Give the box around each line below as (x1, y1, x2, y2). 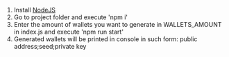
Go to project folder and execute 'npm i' (13, 13, 128, 21)
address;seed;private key (13, 43, 87, 50)
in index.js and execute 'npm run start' (13, 27, 124, 36)
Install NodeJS (13, 6, 56, 14)
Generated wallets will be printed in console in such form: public (13, 35, 198, 43)
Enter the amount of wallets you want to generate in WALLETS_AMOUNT (13, 21, 222, 28)
